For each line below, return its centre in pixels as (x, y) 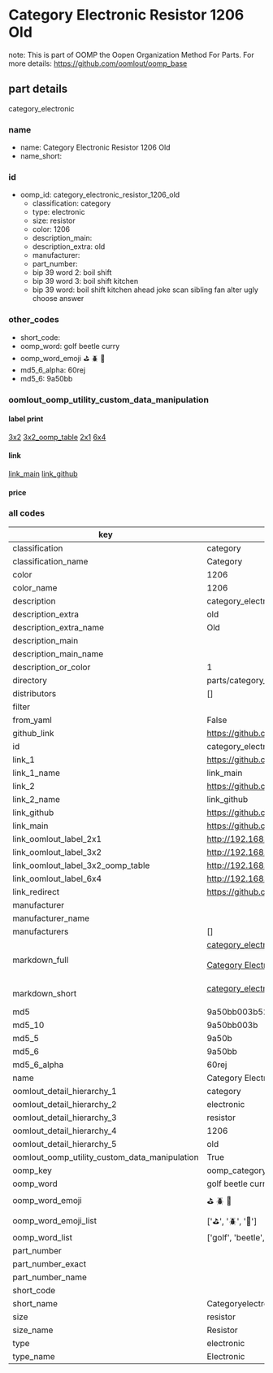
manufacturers (41, 931)
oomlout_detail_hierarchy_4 (65, 1131)
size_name (33, 1330)
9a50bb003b (232, 1025)
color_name (35, 587)
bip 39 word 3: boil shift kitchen (85, 281)
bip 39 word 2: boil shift (72, 272)
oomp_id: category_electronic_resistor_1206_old (100, 195)
